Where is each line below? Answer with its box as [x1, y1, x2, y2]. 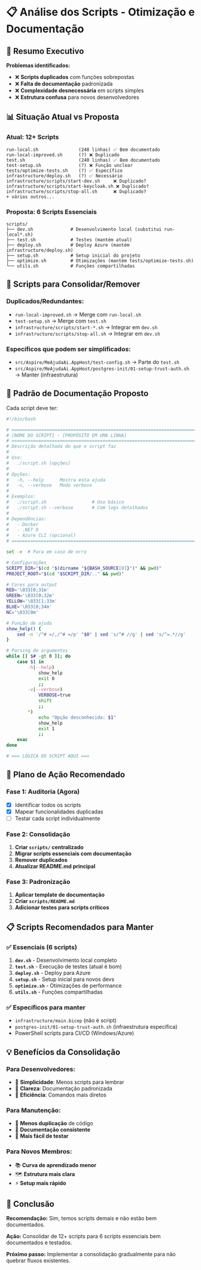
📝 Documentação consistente [14, 1126, 91, 1134]
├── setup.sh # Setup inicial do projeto [6, 253, 141, 259]
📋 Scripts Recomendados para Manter [6, 922, 154, 932]
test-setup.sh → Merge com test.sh [14, 317, 106, 324]
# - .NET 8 [6, 527, 39, 533]
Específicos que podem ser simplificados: [6, 345, 131, 353]
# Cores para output [6, 582, 58, 588]
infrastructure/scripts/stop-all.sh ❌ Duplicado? [6, 189, 147, 195]
